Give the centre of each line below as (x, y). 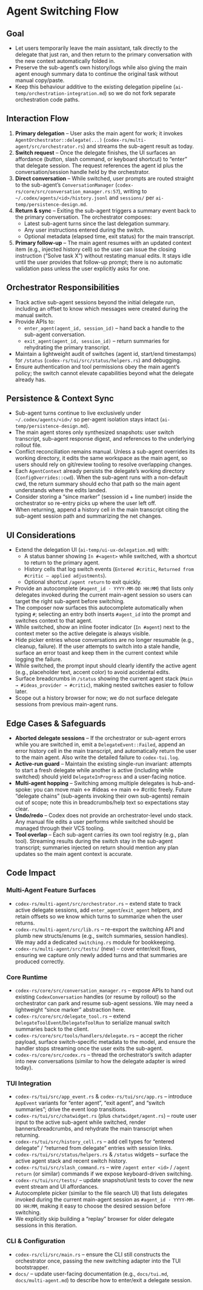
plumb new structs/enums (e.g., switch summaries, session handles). (101, 935)
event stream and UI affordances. (57, 1187)
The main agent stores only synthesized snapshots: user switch (95, 432)
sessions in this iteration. (46, 1225)
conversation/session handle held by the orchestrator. (82, 172)
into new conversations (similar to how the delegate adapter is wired (100, 1061)
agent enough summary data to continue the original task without (97, 74)
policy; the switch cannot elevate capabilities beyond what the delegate (104, 373)
